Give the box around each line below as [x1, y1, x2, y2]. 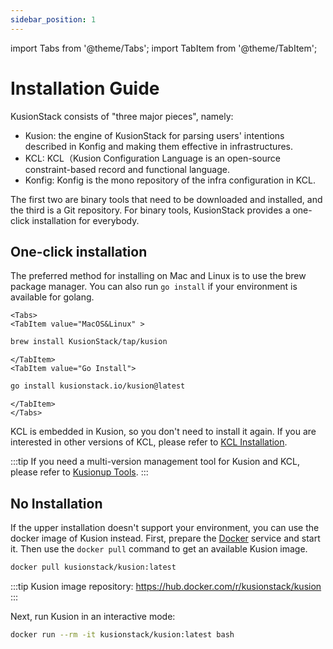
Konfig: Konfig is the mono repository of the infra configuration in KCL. [24, 174, 316, 186]
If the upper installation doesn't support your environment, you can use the [10, 521, 320, 533]
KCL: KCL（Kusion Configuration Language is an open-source [24, 152, 281, 164]
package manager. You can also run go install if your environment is [10, 281, 298, 293]
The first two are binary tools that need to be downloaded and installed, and [10, 193, 323, 205]
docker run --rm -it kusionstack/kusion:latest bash [10, 629, 235, 640]
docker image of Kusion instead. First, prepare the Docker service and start [10, 532, 321, 544]
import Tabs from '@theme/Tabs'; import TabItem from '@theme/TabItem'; [10, 42, 318, 54]
